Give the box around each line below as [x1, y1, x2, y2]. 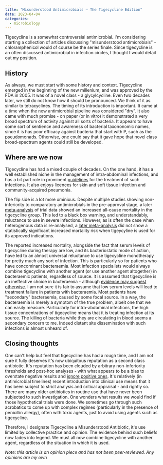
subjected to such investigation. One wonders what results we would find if [5, 394, 156, 400]
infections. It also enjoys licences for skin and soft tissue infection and [5, 182, 146, 188]
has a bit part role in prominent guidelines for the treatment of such [5, 176, 140, 182]
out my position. [5, 55, 37, 61]
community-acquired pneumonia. [5, 187, 72, 193]
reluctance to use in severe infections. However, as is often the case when [5, 217, 154, 223]
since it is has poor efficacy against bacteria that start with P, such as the [5, 129, 152, 135]
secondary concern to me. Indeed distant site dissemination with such [5, 320, 146, 326]
